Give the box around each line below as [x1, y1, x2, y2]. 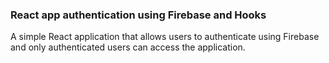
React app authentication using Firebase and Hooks [10, 8, 267, 22]
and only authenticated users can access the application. [10, 41, 246, 53]
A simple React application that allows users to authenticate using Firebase [10, 31, 320, 43]
